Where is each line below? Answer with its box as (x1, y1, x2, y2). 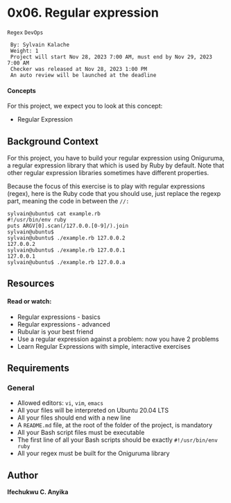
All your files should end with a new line (17, 413, 131, 422)
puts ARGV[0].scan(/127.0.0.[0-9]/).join (7, 222, 129, 229)
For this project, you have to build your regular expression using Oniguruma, (7, 154, 225, 162)
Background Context (7, 135, 99, 147)
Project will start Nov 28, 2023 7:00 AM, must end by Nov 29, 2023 (10, 53, 213, 60)
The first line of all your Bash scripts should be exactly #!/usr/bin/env (17, 436, 219, 444)
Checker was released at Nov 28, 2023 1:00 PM (10, 65, 148, 72)
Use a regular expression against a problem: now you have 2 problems (17, 335, 220, 343)
